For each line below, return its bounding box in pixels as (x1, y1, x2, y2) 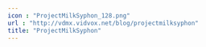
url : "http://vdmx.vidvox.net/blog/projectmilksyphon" (7, 19, 199, 27)
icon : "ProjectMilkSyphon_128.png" (7, 11, 130, 20)
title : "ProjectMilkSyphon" (7, 26, 102, 34)
